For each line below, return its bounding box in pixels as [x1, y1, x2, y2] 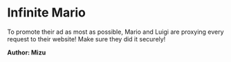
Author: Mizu [7, 48, 46, 56]
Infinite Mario [7, 5, 86, 21]
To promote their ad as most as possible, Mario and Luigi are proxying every [7, 28, 224, 36]
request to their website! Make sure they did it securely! [7, 34, 166, 43]
